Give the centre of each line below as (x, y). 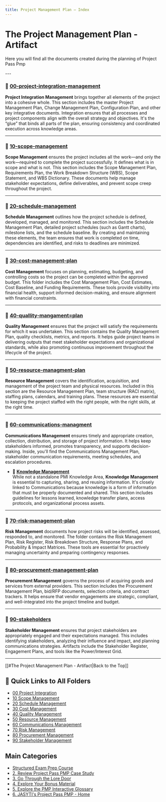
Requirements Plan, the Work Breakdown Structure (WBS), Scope (72, 173)
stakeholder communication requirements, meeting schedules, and (73, 456)
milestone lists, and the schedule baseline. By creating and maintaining (77, 233)
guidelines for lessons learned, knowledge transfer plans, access (79, 498)
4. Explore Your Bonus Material (44, 784)
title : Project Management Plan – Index (47, 10)
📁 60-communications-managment (49, 425)
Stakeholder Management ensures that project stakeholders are (71, 630)
